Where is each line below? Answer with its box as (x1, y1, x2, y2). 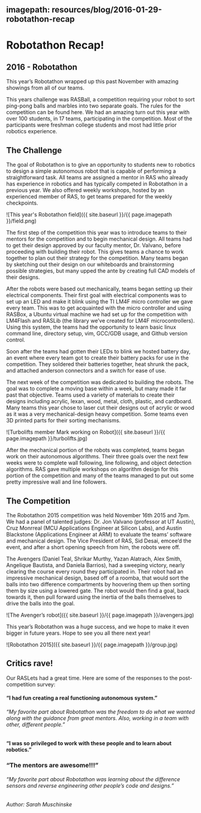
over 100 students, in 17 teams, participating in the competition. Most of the (6, 115, 193, 122)
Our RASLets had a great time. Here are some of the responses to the (6, 674, 178, 682)
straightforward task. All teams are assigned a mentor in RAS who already (6, 174, 188, 181)
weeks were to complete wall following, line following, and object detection (6, 459, 192, 467)
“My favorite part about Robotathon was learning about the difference (6, 776, 181, 783)
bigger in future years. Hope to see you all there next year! (6, 629, 151, 637)
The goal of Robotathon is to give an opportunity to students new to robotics (6, 161, 196, 169)
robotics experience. (6, 128, 58, 135)
